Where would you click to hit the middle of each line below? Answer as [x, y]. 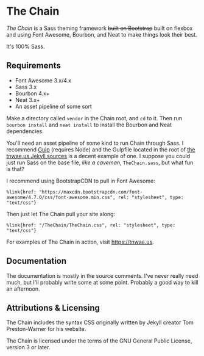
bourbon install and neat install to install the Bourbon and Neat [89, 125]
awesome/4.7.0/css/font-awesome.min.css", [61, 197]
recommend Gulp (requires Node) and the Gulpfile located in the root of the [101, 149]
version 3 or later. [28, 347]
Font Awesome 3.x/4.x [43, 80]
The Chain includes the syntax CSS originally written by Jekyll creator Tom [100, 322]
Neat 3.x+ [27, 100]
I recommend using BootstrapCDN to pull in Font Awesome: [81, 181]
